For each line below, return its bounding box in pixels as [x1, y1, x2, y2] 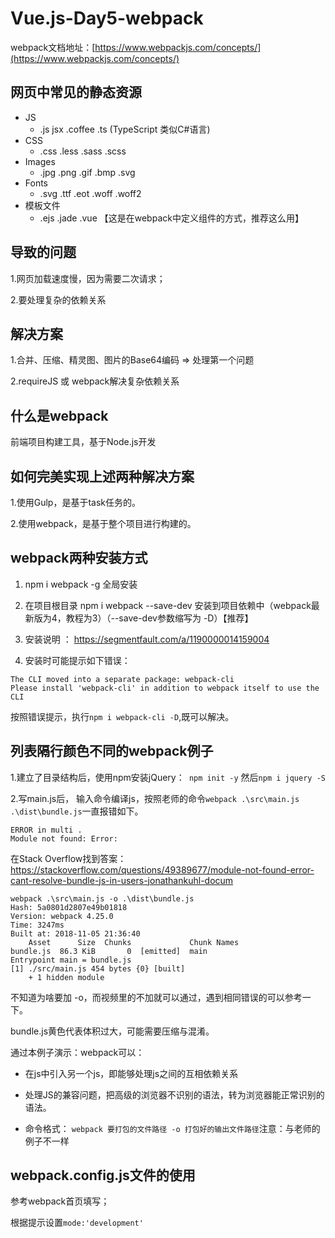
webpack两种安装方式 [10, 550, 148, 567]
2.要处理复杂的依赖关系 [10, 293, 107, 306]
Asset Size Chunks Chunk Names [28, 937, 240, 947]
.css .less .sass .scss [39, 145, 127, 157]
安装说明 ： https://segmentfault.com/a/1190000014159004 [24, 633, 270, 645]
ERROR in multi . [10, 825, 83, 835]
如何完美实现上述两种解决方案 [10, 468, 195, 485]
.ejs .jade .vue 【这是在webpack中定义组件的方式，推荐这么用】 [39, 212, 304, 224]
